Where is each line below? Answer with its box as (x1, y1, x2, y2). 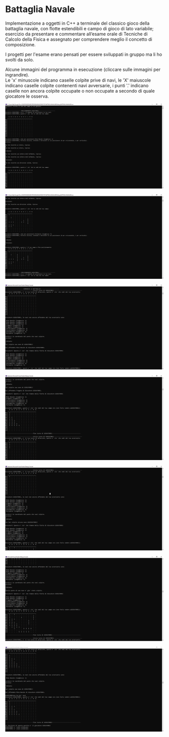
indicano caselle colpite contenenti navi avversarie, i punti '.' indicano (5, 82, 149, 89)
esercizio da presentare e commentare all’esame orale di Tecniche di (5, 31, 148, 37)
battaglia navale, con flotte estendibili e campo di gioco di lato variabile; (5, 25, 154, 31)
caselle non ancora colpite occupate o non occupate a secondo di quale (5, 88, 155, 94)
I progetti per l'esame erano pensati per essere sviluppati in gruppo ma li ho (5, 51, 162, 57)
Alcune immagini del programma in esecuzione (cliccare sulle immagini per (5, 66, 161, 72)
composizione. (5, 41, 36, 47)
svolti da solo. (5, 56, 34, 62)
